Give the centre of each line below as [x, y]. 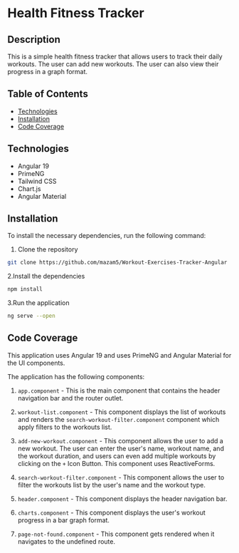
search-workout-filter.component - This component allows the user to [121, 477]
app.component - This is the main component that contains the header [119, 391]
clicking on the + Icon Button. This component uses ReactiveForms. [116, 463]
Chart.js [29, 188]
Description [34, 40]
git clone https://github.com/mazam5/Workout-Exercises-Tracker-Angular [117, 263]
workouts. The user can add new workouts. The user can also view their [113, 64]
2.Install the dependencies [46, 276]
